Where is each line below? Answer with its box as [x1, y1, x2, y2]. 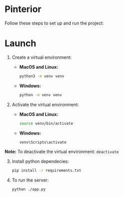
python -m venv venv [19, 92, 62, 97]
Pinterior [4, 4, 42, 15]
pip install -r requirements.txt [11, 168, 82, 173]
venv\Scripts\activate [19, 139, 67, 145]
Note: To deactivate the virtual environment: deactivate [4, 149, 119, 155]
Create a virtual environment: [11, 54, 72, 60]
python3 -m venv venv [19, 74, 64, 79]
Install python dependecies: [11, 158, 69, 164]
